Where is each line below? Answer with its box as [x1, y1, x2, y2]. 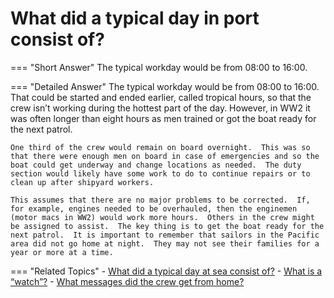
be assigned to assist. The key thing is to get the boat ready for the [10, 221, 325, 231]
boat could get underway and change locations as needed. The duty [10, 160, 302, 170]
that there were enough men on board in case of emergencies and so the [10, 151, 320, 161]
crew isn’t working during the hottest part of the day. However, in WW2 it [10, 102, 311, 114]
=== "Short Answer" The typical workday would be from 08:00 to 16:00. [10, 61, 308, 73]
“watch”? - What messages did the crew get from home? [10, 275, 245, 287]
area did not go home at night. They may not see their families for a [10, 238, 320, 249]
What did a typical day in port [10, 7, 260, 30]
